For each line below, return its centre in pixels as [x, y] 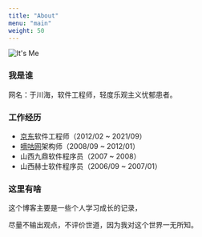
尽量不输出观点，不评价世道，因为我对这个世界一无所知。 [103, 225]
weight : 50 [26, 30]
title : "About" [34, 16]
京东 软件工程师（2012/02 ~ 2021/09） [83, 136]
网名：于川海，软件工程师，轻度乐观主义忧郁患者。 [93, 94]
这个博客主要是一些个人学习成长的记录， [75, 208]
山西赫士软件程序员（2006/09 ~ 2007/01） [91, 166]
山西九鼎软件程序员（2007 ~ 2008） [80, 156]
